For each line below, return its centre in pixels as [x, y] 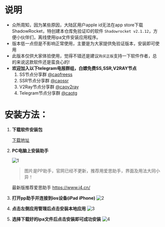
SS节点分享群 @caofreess [46, 74]
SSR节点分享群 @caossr [44, 80]
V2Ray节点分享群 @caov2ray [49, 87]
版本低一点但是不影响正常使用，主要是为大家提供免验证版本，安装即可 [83, 43]
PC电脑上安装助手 [30, 150]
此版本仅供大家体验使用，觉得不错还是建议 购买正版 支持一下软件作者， [82, 56]
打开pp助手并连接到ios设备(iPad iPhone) [54, 198]
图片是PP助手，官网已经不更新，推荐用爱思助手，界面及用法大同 [90, 170]
